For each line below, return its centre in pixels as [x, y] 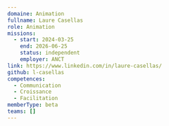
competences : [26, 79]
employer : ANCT [42, 59]
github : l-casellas [36, 72]
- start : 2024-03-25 [44, 40]
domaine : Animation [36, 14]
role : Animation [31, 27]
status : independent [50, 53]
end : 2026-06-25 [44, 46]
